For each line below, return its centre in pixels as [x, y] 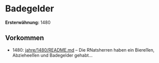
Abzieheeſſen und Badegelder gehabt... [52, 55]
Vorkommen [25, 38]
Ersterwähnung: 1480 [28, 22]
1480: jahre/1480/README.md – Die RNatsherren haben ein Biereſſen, [83, 50]
